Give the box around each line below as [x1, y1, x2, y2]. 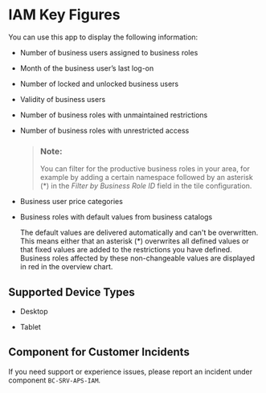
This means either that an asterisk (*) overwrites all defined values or [19, 236, 249, 246]
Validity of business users [19, 94, 106, 104]
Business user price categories [19, 197, 123, 207]
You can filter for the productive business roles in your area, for [39, 164, 251, 174]
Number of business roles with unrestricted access [19, 125, 190, 135]
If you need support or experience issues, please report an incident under [8, 366, 253, 376]
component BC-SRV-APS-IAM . [8, 375, 101, 385]
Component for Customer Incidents [8, 346, 190, 359]
